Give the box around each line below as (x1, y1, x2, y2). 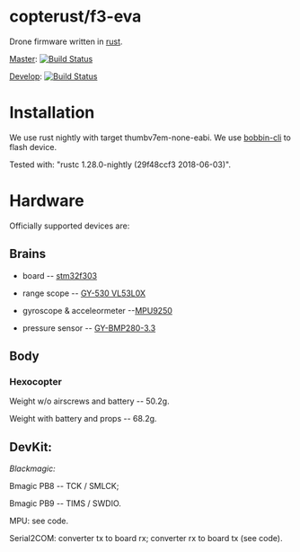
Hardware (9, 191, 84, 211)
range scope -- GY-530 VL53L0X (22, 288, 146, 298)
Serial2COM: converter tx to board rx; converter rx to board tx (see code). (9, 533, 283, 544)
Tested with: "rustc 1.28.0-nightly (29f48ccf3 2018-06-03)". (9, 159, 232, 170)
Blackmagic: (9, 463, 56, 474)
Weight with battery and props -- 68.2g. (9, 414, 157, 424)
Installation (9, 102, 95, 123)
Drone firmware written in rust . (9, 36, 123, 47)
